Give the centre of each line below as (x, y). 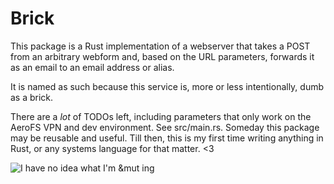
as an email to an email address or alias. (92, 67)
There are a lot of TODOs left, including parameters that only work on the (161, 116)
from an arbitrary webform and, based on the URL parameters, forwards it (162, 56)
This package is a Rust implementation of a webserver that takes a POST (160, 46)
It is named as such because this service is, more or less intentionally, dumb (167, 86)
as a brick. (32, 97)
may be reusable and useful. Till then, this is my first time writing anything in (167, 138)
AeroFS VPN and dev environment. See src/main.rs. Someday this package (165, 127)
